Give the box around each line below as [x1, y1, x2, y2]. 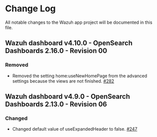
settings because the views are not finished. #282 [12, 78, 115, 84]
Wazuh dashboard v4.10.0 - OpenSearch [5, 39, 133, 47]
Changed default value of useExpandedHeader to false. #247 [12, 126, 137, 132]
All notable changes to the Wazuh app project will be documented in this [5, 19, 153, 25]
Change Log [5, 3, 56, 14]
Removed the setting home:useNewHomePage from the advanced [12, 73, 147, 79]
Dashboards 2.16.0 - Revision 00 [5, 46, 108, 55]
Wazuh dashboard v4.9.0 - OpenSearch [5, 92, 130, 101]
